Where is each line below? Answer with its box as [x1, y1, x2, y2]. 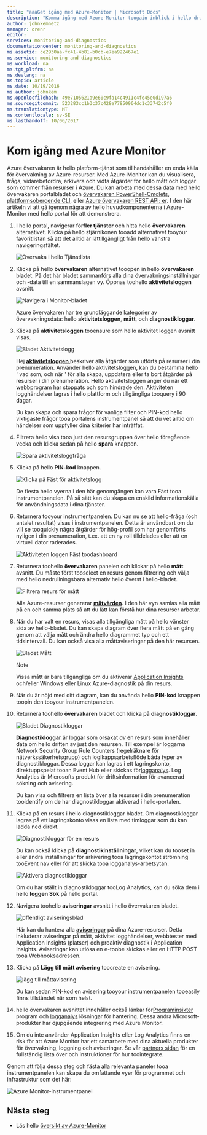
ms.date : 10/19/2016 [7, 84, 60, 90]
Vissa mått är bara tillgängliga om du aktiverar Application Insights [15, 674, 184, 681]
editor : [7, 32, 27, 38]
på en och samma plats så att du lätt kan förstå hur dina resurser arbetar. [15, 606, 201, 613]
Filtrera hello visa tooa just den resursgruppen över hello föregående [15, 434, 190, 441]
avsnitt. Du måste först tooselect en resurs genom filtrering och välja [15, 569, 190, 576]
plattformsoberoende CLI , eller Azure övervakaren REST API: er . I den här [7, 197, 192, 205]
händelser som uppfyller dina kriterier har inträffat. [15, 422, 144, 429]
